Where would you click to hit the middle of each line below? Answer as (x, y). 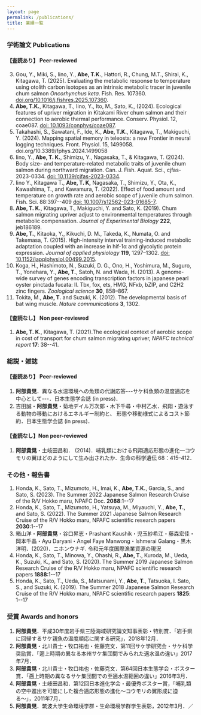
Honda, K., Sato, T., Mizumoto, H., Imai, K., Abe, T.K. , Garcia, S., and (100, 488)
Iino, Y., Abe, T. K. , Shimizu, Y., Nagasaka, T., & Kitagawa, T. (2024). (100, 157)
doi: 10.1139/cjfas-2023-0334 (83, 176)
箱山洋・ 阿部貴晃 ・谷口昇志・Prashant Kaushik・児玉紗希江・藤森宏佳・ (105, 534)
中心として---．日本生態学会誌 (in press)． (68, 398)
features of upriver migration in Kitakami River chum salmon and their (101, 112)
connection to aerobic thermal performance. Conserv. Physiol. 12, (96, 119)
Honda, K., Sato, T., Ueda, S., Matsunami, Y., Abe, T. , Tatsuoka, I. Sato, (103, 581)
